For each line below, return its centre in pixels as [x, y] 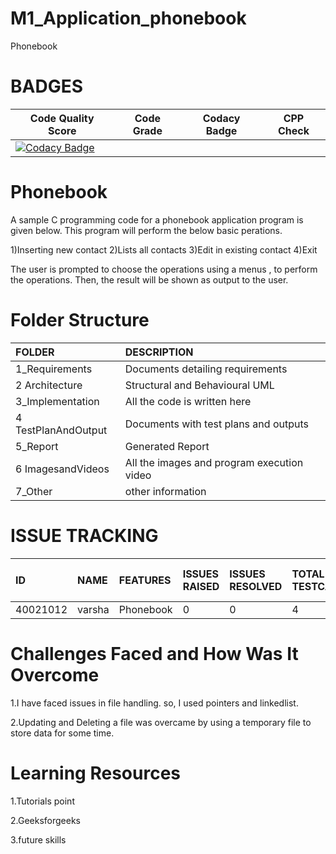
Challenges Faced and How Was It [154, 653]
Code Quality [62, 118]
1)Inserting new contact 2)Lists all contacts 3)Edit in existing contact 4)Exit [164, 249]
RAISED [201, 586]
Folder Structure [80, 320]
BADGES [47, 86]
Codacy [221, 118]
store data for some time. [62, 733]
